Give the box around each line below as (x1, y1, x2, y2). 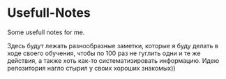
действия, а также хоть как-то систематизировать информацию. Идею (7, 56, 220, 64)
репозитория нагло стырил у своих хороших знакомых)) (7, 64, 176, 72)
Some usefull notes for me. (7, 28, 85, 36)
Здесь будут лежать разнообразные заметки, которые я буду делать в (7, 41, 218, 50)
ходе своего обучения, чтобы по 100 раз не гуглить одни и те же (7, 49, 201, 57)
